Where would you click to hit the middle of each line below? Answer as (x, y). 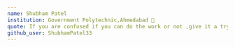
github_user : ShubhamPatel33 (50, 33)
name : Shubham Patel (37, 13)
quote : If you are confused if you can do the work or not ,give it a (112, 26)
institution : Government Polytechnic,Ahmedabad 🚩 (81, 20)
